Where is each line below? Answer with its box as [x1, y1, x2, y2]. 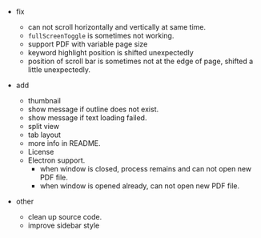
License [27, 147, 54, 156]
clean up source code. [27, 212, 102, 221]
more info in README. [27, 139, 102, 147]
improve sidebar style [27, 220, 100, 230]
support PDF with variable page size [27, 39, 148, 49]
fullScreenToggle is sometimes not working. [27, 31, 175, 40]
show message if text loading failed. [27, 113, 147, 123]
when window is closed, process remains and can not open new [39, 164, 252, 173]
